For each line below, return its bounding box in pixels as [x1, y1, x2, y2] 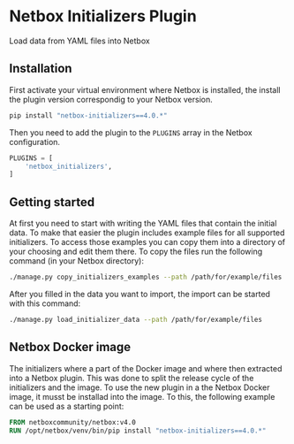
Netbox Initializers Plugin [9, 6, 197, 27]
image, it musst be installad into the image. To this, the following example [9, 391, 275, 402]
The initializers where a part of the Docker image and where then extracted [9, 363, 283, 373]
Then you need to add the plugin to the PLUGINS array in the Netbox [9, 126, 253, 138]
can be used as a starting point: [9, 401, 124, 411]
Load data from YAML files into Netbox [9, 35, 150, 46]
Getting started [9, 195, 95, 210]
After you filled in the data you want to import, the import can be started [9, 288, 271, 299]
